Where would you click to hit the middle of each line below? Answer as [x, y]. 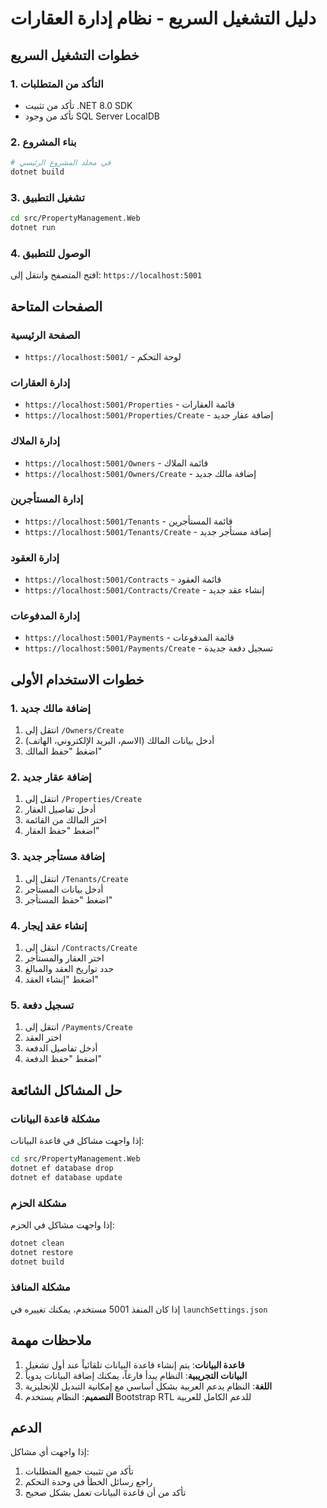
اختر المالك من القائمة [65, 820]
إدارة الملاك [35, 441]
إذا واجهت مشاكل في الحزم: [62, 1224]
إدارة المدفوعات [45, 616]
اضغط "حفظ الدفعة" [63, 1059]
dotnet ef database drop [62, 1168]
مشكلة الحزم [38, 1203]
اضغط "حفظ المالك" [63, 751]
